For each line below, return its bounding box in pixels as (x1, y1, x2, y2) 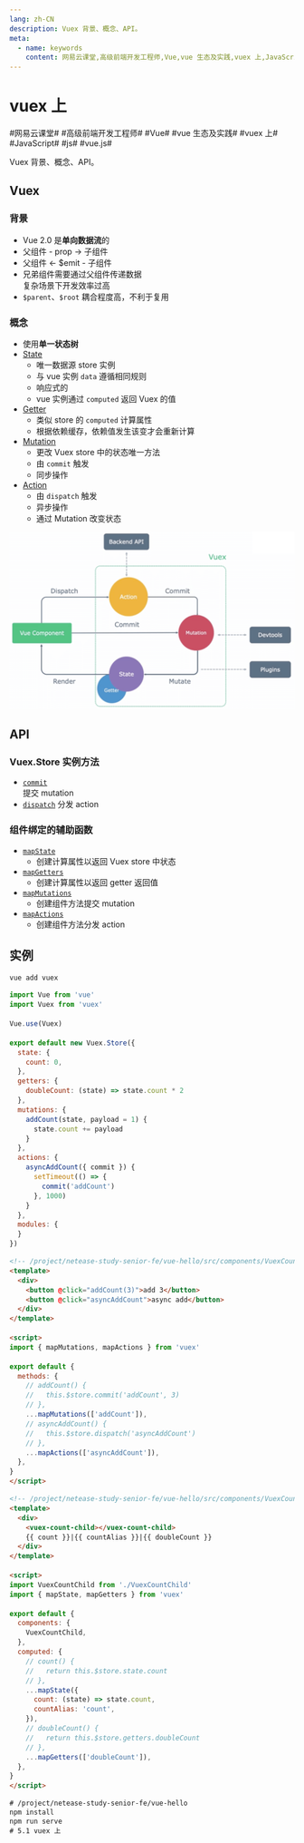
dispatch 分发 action (22, 799, 100, 810)
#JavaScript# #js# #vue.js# (9, 138, 113, 149)
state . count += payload (33, 1125, 124, 1134)
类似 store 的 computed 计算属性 (35, 414, 153, 425)
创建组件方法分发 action (35, 919, 126, 930)
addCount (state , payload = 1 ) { (25, 1115, 147, 1124)
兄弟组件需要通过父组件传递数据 (22, 268, 142, 279)
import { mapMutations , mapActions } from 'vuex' (9, 1342, 201, 1351)
